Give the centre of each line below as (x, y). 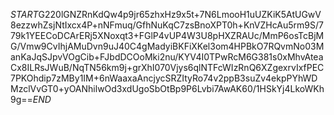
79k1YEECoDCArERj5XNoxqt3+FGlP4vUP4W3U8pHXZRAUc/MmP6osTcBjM (167, 35)
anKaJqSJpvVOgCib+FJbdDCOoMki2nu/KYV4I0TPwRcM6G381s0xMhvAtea (167, 57)
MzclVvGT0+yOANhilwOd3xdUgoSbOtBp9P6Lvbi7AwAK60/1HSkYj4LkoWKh (167, 88)
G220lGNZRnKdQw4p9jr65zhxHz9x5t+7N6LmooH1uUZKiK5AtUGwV (180, 14)
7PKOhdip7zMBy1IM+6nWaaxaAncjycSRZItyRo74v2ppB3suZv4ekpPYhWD (164, 78)
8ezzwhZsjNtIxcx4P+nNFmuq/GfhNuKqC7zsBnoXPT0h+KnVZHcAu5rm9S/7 (167, 25)
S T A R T (24, 14)
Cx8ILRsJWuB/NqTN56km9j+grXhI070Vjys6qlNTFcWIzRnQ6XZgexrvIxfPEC (167, 67)
